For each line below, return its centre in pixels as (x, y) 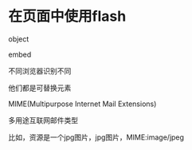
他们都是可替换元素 (40, 88)
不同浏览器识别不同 (40, 71)
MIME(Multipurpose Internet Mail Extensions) (82, 104)
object (19, 39)
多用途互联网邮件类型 (43, 120)
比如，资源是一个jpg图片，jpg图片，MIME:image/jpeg (96, 137)
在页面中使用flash (67, 16)
